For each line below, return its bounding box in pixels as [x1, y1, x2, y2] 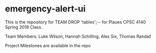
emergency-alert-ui [5, 3, 86, 14]
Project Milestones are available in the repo [5, 42, 91, 48]
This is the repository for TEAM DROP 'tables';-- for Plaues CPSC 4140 [5, 19, 146, 25]
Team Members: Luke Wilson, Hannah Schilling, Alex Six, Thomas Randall [5, 33, 151, 39]
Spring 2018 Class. [5, 24, 43, 30]
